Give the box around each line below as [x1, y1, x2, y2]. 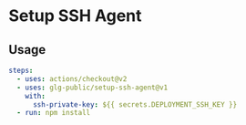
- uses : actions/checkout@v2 [16, 74, 128, 83]
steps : [8, 66, 34, 75]
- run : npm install [16, 109, 91, 118]
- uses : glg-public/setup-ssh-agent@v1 [16, 83, 169, 92]
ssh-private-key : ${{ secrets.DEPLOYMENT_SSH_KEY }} [32, 99, 238, 109]
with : [25, 91, 46, 100]
